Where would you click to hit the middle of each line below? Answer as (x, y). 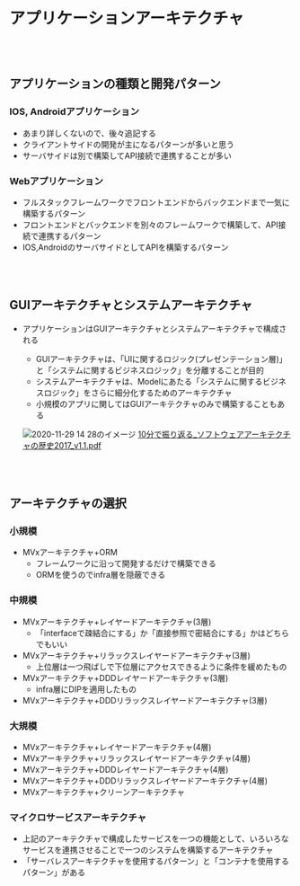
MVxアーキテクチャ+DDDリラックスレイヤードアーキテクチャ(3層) (145, 700)
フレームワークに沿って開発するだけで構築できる (126, 563)
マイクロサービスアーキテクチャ (78, 817)
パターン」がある (54, 873)
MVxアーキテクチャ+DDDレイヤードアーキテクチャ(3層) (125, 678)
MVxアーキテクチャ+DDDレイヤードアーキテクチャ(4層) (125, 770)
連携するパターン (70, 235)
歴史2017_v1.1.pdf (70, 445)
